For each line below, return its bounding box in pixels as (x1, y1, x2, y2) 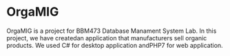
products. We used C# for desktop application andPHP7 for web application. (6, 41, 223, 49)
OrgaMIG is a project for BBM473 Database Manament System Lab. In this (6, 27, 217, 35)
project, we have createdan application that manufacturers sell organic (6, 33, 207, 42)
